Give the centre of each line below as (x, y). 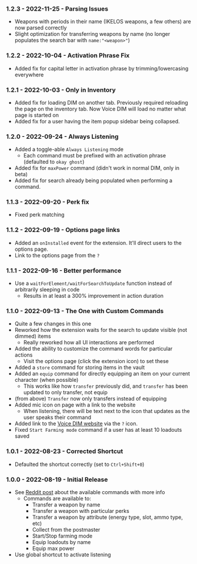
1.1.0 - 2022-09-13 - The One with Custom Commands (85, 311)
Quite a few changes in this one (53, 324)
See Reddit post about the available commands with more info (90, 492)
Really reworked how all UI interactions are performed (89, 343)
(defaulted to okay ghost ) (54, 162)
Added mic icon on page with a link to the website (75, 405)
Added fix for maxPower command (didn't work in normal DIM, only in (97, 168)
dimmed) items (33, 336)
